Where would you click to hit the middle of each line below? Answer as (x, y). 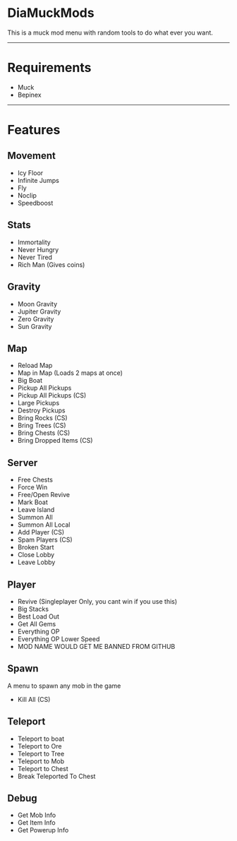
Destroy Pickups (41, 410)
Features (34, 130)
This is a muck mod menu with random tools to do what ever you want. (110, 32)
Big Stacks (33, 609)
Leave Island (36, 510)
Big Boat (30, 381)
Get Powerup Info (43, 830)
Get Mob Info (37, 815)
